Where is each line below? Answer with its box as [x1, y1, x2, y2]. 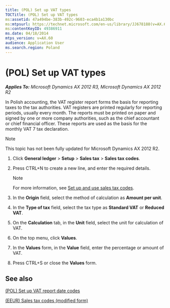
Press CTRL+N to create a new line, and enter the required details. [12, 165, 151, 171]
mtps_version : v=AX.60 [5, 36, 53, 41]
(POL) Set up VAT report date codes [5, 288, 80, 294]
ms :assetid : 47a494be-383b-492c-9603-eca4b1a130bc [5, 17, 114, 22]
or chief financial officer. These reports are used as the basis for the [5, 120, 148, 127]
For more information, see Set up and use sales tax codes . [12, 184, 135, 190]
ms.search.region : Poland [5, 45, 60, 50]
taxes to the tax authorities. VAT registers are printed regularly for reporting [5, 104, 162, 110]
